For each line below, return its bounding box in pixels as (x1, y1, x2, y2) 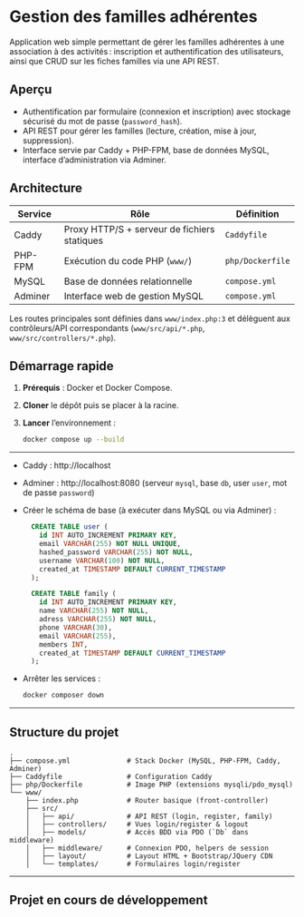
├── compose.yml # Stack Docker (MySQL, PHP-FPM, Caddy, (9, 756, 281, 766)
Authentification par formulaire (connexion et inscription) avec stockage (22, 106, 291, 117)
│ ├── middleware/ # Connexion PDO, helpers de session (25, 844, 270, 853)
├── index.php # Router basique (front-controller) (25, 795, 270, 805)
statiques (63, 234, 104, 247)
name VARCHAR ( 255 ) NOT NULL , (39, 606, 149, 616)
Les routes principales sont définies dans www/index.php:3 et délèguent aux (9, 313, 291, 324)
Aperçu (9, 82, 52, 97)
